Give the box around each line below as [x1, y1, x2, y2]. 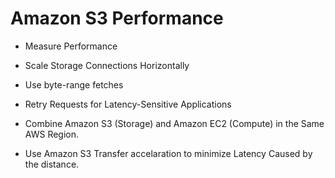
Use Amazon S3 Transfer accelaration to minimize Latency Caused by [24, 147, 313, 159]
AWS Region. [24, 128, 80, 140]
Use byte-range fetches [24, 78, 124, 91]
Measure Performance [24, 40, 118, 52]
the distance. [24, 158, 80, 170]
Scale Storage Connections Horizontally [24, 59, 190, 71]
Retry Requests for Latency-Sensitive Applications [24, 98, 232, 110]
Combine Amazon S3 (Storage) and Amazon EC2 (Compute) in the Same [24, 117, 325, 129]
